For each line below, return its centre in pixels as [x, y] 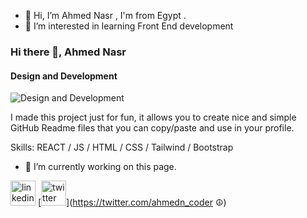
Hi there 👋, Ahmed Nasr [68, 52]
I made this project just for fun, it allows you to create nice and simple [153, 117]
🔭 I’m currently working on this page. [100, 167]
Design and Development [64, 76]
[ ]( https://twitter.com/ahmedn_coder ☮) [132, 202]
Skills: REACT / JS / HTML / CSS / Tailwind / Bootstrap [122, 147]
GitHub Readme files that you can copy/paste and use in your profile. [152, 128]
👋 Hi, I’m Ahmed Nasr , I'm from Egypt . [105, 15]
